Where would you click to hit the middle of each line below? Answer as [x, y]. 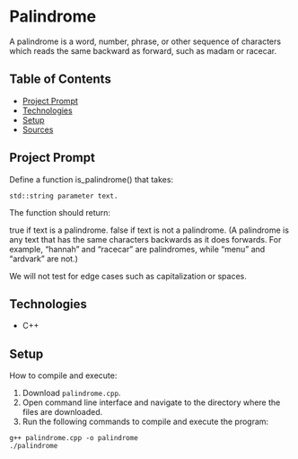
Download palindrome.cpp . [71, 393]
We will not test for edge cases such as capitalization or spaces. [128, 276]
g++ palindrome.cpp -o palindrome [74, 438]
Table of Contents [61, 79]
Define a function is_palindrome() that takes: [91, 179]
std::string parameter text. [64, 196]
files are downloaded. [62, 412]
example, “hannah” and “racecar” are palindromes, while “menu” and [137, 249]
